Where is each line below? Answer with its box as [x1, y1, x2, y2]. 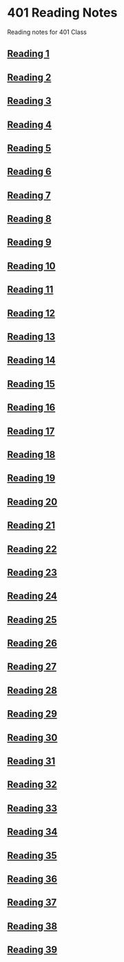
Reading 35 [7, 850, 57, 861]
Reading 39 [7, 944, 57, 956]
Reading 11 [7, 284, 54, 295]
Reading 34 [7, 826, 58, 838]
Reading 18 [7, 449, 56, 461]
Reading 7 [7, 189, 51, 201]
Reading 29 [7, 708, 57, 720]
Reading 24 [7, 590, 57, 602]
